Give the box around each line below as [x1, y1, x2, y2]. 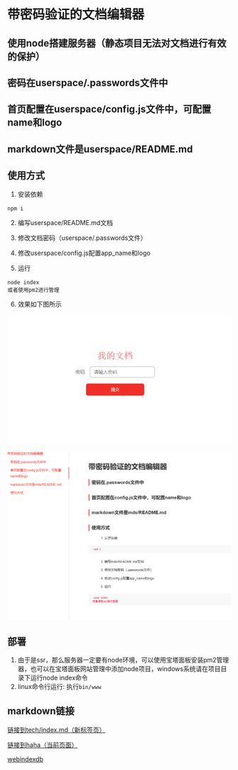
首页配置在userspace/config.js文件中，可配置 [7, 103, 212, 115]
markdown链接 [7, 705, 75, 717]
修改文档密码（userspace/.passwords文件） [17, 233, 147, 242]
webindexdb [7, 754, 44, 763]
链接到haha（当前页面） [7, 740, 78, 749]
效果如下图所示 [17, 300, 62, 308]
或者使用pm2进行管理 [7, 286, 60, 293]
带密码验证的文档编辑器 [7, 6, 145, 23]
